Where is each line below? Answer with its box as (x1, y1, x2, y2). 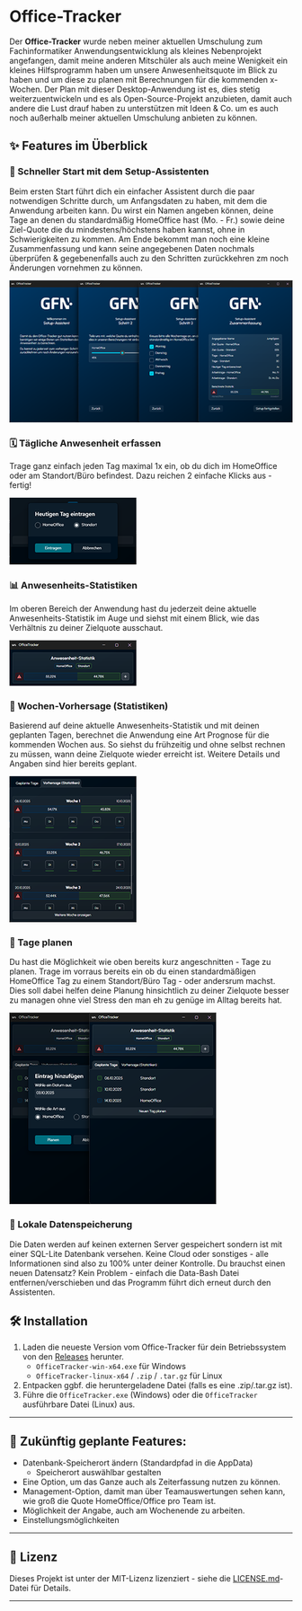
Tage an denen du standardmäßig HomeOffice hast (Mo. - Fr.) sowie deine (9, 214, 285, 226)
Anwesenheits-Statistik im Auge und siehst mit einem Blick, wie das (9, 613, 260, 624)
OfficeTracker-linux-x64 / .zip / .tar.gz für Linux (35, 1370, 223, 1381)
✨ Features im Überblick (9, 138, 148, 154)
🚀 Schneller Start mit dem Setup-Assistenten (9, 165, 209, 178)
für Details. (30, 1583, 72, 1594)
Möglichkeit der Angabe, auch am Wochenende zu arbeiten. (22, 1505, 245, 1516)
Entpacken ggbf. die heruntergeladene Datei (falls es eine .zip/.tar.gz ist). (22, 1380, 293, 1391)
